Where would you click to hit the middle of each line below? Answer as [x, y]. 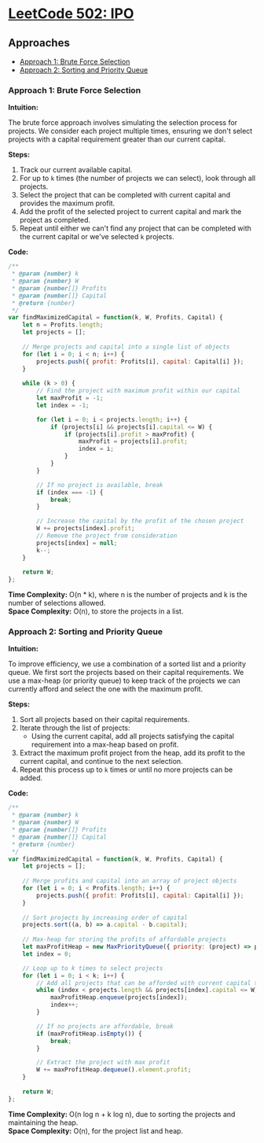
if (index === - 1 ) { [70, 492]
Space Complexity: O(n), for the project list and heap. [95, 1130]
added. [31, 778]
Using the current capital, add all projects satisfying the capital [132, 736]
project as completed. [55, 220]
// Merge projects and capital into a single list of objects [126, 347]
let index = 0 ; [47, 954]
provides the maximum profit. [67, 203]
